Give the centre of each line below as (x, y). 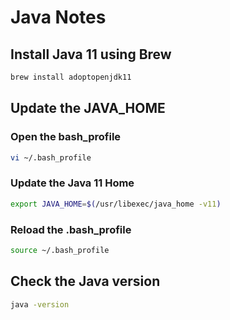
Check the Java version (85, 281)
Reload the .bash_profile (71, 229)
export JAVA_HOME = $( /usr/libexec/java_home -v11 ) (116, 204)
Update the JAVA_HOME (88, 108)
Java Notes (58, 17)
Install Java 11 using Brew (91, 54)
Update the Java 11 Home (72, 183)
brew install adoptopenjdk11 (71, 77)
